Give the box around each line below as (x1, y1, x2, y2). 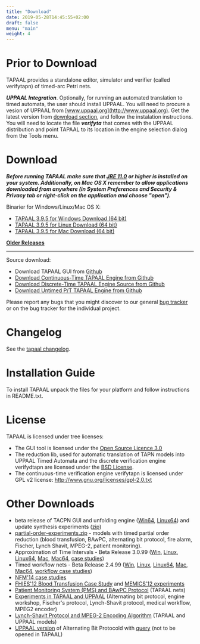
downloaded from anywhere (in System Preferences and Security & (6, 185, 177, 193)
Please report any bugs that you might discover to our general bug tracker (6, 299, 188, 305)
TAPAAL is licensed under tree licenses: (6, 433, 104, 440)
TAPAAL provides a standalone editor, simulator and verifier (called (6, 76, 170, 83)
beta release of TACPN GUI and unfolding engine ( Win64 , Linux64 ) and (14, 516, 190, 524)
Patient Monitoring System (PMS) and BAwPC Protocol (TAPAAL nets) (14, 586, 186, 593)
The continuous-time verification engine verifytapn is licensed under (14, 469, 183, 477)
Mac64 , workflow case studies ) (14, 567, 92, 574)
